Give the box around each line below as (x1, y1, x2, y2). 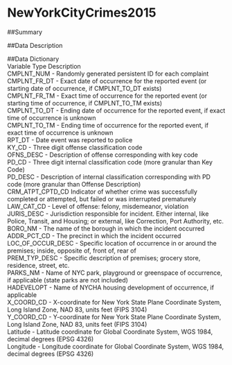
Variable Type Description (7, 62, 81, 70)
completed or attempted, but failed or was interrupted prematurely (7, 194, 197, 203)
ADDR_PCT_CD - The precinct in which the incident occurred (7, 231, 181, 240)
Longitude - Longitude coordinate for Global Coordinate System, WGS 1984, (7, 342, 224, 350)
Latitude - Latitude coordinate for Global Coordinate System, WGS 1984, (7, 328, 213, 336)
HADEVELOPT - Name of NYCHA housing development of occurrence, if (7, 283, 215, 291)
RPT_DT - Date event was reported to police (7, 135, 133, 144)
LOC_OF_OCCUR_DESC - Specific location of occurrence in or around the (7, 239, 217, 247)
